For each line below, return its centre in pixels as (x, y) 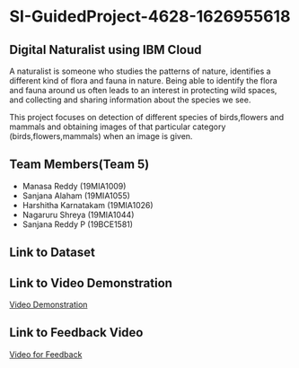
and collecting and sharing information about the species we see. (130, 100)
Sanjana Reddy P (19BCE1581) (77, 224)
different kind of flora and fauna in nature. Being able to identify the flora (144, 81)
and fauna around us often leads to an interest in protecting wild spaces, (143, 90)
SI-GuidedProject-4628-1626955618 (150, 17)
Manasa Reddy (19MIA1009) (74, 186)
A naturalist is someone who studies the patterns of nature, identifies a (140, 71)
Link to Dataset (53, 253)
